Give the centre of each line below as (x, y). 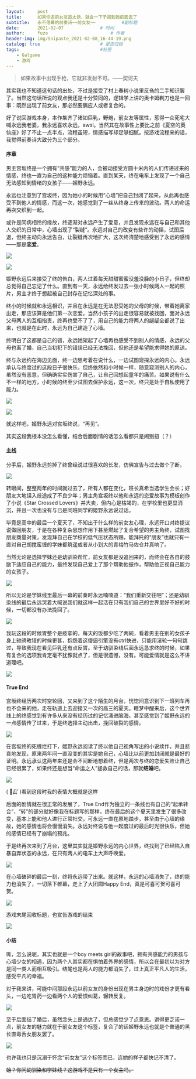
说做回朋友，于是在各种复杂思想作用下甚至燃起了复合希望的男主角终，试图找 (98, 530)
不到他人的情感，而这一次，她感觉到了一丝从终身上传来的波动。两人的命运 (100, 202)
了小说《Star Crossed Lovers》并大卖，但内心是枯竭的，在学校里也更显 (92, 503)
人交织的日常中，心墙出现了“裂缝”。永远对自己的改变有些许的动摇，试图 (93, 230)
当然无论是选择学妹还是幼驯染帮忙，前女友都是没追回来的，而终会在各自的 (95, 556)
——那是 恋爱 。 (24, 244)
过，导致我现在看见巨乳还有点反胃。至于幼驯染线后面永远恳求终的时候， (93, 647)
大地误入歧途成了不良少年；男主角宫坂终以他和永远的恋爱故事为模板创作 (103, 495)
